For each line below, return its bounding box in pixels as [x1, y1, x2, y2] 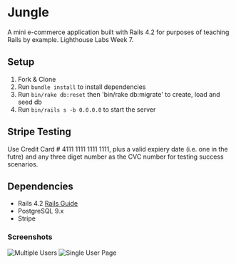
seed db [17, 97, 43, 106]
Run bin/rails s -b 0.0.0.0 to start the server [17, 105, 156, 114]
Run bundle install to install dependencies [17, 83, 146, 91]
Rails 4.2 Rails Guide [17, 199, 78, 208]
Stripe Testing [7, 126, 71, 138]
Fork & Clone [17, 75, 56, 83]
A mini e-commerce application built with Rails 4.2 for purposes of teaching [7, 28, 230, 36]
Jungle [7, 4, 50, 21]
